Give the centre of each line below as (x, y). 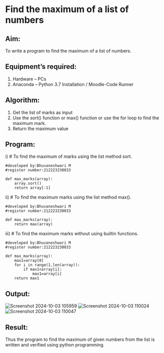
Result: (17, 327)
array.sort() (28, 184)
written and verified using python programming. (55, 345)
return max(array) (34, 224)
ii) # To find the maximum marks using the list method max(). (68, 197)
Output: (18, 294)
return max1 (27, 278)
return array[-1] (33, 188)
